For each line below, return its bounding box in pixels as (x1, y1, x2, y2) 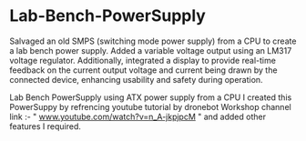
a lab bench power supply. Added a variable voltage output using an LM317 (9, 45, 292, 55)
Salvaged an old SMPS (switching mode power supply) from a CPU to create (9, 35, 297, 46)
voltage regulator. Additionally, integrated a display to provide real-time (9, 55, 276, 65)
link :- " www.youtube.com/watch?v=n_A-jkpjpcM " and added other (9, 111, 267, 122)
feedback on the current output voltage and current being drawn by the (9, 65, 278, 76)
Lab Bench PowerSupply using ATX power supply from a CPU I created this (9, 92, 292, 103)
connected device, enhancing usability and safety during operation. (9, 74, 263, 85)
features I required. (9, 120, 82, 132)
